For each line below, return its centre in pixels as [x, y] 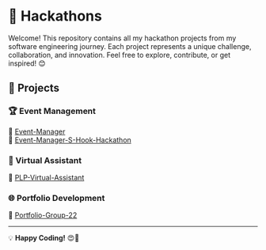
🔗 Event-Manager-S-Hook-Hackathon [70, 140]
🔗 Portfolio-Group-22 [43, 215]
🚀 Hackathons [55, 16]
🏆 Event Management [52, 112]
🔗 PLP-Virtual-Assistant [46, 177]
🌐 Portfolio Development [57, 198]
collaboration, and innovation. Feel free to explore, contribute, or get [120, 55]
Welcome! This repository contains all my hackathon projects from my [122, 38]
